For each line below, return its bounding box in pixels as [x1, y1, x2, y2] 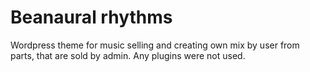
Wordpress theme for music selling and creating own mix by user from [10, 39, 300, 51]
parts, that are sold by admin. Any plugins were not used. [10, 49, 246, 61]
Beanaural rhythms [10, 6, 173, 29]
